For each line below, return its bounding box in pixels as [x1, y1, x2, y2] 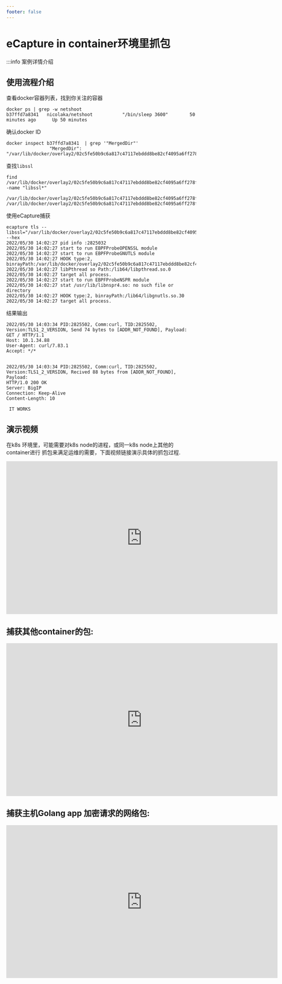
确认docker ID [6, 128, 41, 136]
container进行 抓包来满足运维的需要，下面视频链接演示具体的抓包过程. [6, 449, 181, 456]
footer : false [6, 8, 42, 15]
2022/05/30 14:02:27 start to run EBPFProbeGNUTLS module [6, 251, 155, 257]
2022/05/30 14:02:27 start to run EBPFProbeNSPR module [6, 277, 149, 283]
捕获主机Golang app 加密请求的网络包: [6, 808, 150, 818]
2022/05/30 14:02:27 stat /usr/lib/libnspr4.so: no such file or [6, 282, 174, 289]
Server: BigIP [6, 385, 42, 391]
